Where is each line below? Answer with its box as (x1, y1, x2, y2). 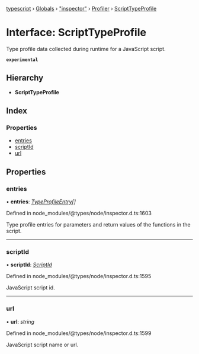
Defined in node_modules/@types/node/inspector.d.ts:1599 (6, 329, 152, 337)
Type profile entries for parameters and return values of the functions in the (6, 221, 191, 228)
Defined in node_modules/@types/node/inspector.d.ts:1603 (6, 210, 152, 217)
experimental (6, 56, 38, 63)
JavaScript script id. (6, 284, 55, 291)
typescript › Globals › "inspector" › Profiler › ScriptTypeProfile (6, 5, 157, 12)
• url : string (6, 318, 34, 325)
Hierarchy (6, 73, 44, 83)
